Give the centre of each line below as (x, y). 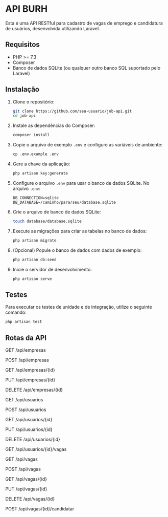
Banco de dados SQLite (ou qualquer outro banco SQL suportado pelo (87, 68)
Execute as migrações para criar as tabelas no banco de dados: (80, 231)
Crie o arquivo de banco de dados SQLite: (57, 212)
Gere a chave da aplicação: (41, 164)
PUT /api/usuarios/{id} (29, 429)
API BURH (26, 9)
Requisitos (22, 45)
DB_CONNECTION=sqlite (35, 198)
